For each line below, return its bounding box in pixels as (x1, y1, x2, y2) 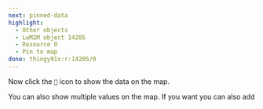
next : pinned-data (8, 11, 68, 20)
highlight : (8, 19, 44, 27)
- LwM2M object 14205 (15, 33, 86, 42)
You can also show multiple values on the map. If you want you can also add (8, 92, 255, 101)
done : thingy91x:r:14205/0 (8, 56, 97, 64)
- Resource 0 (15, 41, 58, 49)
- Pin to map (15, 48, 58, 56)
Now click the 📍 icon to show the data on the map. (8, 76, 170, 86)
